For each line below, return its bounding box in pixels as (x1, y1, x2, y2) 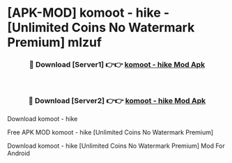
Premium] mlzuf (7, 35, 102, 50)
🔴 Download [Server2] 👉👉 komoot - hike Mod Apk (28, 96, 206, 106)
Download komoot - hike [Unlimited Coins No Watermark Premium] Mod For (7, 141, 225, 150)
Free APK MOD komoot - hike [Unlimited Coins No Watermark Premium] (7, 127, 214, 137)
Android (7, 148, 30, 157)
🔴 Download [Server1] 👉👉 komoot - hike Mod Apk (29, 60, 206, 70)
